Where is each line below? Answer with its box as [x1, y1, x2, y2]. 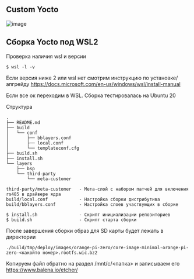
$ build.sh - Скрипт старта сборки [6, 216, 137, 223]
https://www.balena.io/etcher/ [6, 266, 78, 273]
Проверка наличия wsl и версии [6, 53, 86, 60]
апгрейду [6, 80, 30, 87]
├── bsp [16, 166, 35, 171]
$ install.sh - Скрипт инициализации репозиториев [6, 212, 171, 218]
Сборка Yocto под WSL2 [6, 37, 98, 47]
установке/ [150, 74, 178, 81]
